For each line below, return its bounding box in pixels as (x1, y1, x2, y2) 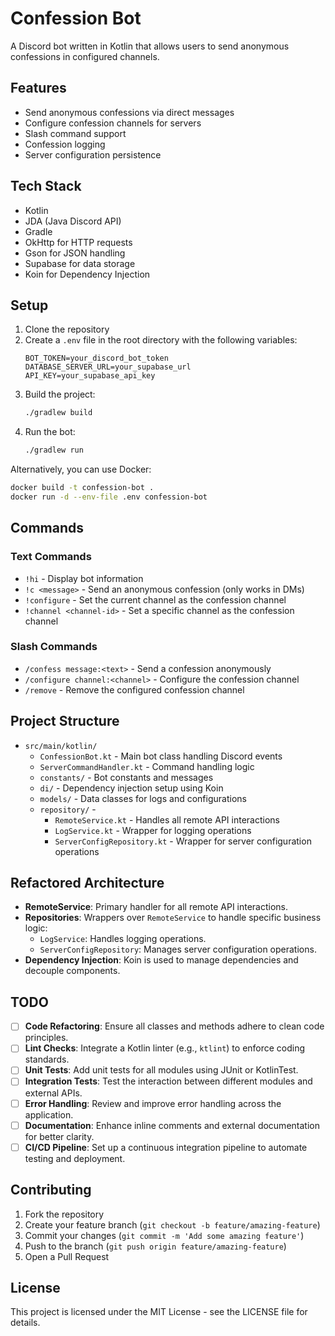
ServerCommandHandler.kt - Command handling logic (39, 760, 255, 772)
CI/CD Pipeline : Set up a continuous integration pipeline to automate (24, 1141, 308, 1153)
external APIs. (24, 1087, 83, 1099)
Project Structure (10, 713, 120, 730)
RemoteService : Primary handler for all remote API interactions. (24, 901, 289, 913)
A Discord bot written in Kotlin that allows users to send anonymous (10, 40, 290, 52)
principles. (24, 1032, 69, 1044)
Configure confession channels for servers (24, 117, 202, 129)
